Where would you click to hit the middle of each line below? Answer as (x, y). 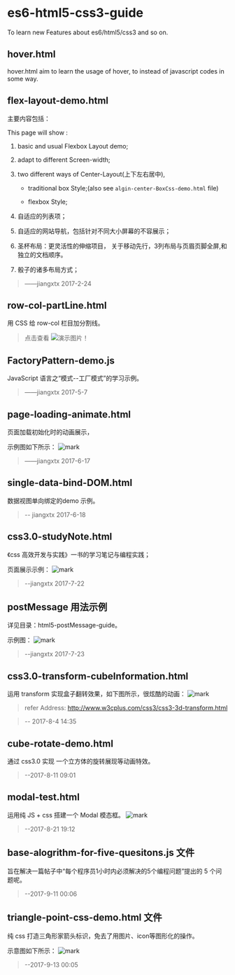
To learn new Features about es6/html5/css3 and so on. (88, 32)
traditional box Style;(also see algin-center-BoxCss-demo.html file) (123, 188)
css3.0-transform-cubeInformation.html (98, 676)
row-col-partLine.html (57, 305)
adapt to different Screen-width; (64, 160)
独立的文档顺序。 (42, 254)
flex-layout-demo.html (58, 101)
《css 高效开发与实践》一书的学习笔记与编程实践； (79, 554)
